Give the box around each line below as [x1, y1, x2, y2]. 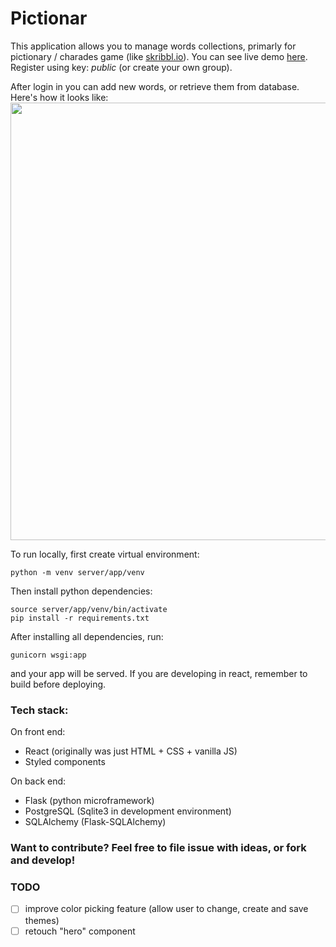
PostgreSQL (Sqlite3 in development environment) [24, 805, 232, 817]
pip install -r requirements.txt [10, 613, 150, 623]
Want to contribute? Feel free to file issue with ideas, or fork [10, 841, 307, 855]
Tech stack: [10, 703, 69, 717]
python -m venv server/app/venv [10, 567, 145, 577]
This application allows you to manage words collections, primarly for [10, 40, 297, 52]
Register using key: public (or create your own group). [10, 61, 233, 73]
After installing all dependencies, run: [10, 630, 164, 642]
